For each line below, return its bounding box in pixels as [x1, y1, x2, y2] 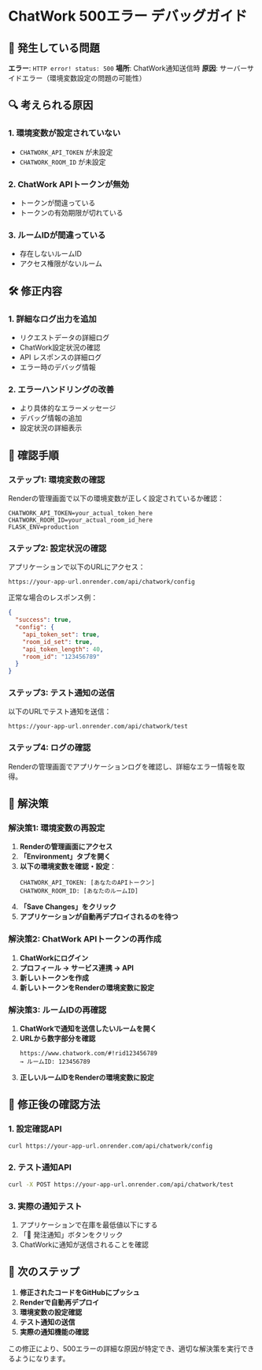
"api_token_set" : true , [22, 631, 101, 638]
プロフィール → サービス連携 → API [19, 963, 134, 972]
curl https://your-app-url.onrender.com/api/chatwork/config [8, 1142, 213, 1150]
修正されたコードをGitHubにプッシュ [19, 1287, 140, 1297]
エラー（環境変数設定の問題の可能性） [21, 73, 146, 83]
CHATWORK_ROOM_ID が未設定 [19, 157, 106, 167]
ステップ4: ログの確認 [8, 743, 91, 754]
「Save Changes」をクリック [19, 902, 116, 911]
